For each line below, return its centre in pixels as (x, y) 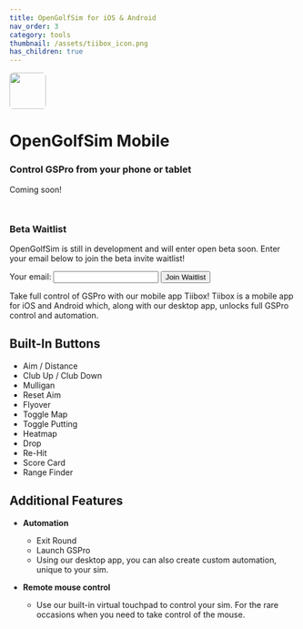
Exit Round (56, 540)
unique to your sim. (72, 569)
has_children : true (46, 52)
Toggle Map (45, 414)
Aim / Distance (50, 366)
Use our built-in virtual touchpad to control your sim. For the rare (157, 604)
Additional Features (66, 501)
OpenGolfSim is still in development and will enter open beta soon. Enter (145, 249)
